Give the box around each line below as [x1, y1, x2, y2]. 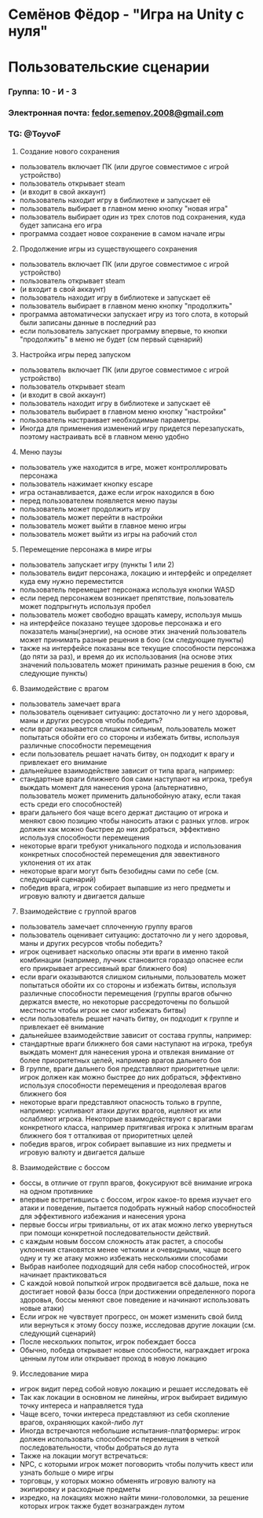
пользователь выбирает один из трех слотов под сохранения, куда [19, 212, 246, 221]
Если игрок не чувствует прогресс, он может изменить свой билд [19, 1312, 243, 1321]
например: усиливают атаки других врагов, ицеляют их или [19, 1106, 221, 1115]
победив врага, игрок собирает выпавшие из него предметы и [19, 883, 231, 892]
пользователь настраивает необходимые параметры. [19, 415, 201, 424]
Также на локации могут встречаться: [19, 1450, 148, 1461]
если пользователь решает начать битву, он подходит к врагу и [19, 749, 236, 759]
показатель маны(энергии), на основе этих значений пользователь [19, 626, 247, 636]
